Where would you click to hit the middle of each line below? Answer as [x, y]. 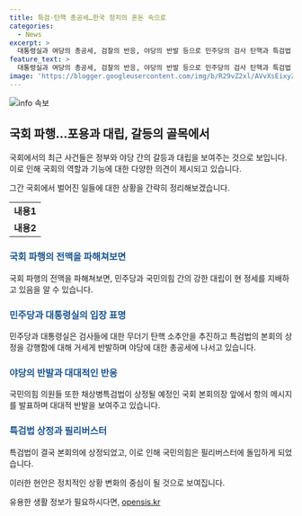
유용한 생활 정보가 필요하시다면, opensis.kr [85, 502]
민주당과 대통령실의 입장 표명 [68, 315]
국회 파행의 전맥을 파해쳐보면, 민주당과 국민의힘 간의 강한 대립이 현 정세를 [138, 278]
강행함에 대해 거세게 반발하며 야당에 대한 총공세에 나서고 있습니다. [141, 348]
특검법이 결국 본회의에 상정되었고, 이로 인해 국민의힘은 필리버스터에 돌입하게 [142, 452]
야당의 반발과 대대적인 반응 [64, 373]
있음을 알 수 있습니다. [56, 289]
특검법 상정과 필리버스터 [58, 431]
